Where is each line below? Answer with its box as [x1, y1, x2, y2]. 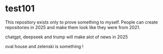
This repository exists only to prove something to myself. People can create [5, 19, 159, 25]
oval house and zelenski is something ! [5, 43, 84, 49]
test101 [5, 3, 35, 14]
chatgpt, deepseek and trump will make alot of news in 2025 [5, 34, 128, 40]
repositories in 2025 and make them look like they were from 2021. [5, 24, 140, 30]
